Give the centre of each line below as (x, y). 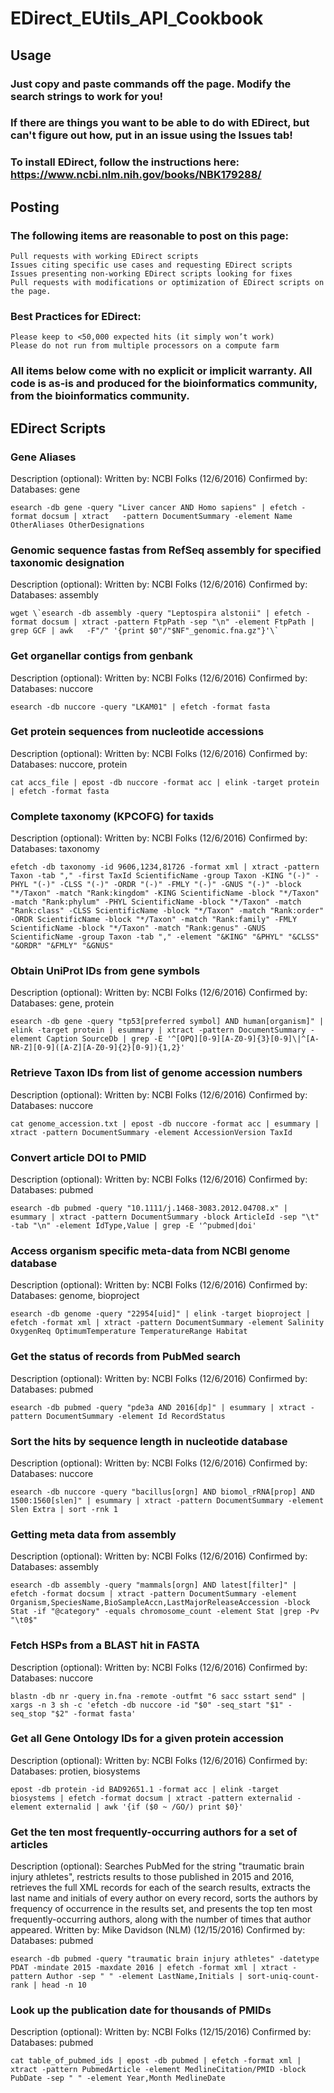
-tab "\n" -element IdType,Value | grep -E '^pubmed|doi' (133, 1226)
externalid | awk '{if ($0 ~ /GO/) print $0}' (145, 1807)
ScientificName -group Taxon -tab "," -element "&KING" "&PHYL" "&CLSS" (165, 937)
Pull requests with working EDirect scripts (104, 257)
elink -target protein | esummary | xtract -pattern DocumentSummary (158, 1030)
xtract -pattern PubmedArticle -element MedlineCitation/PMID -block (158, 2070)
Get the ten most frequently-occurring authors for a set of (154, 1832)
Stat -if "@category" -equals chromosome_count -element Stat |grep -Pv (165, 1612)
